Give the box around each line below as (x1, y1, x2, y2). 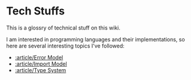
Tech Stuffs (6, 4, 65, 18)
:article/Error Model (14, 54, 63, 61)
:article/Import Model (14, 60, 67, 67)
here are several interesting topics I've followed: (6, 42, 125, 49)
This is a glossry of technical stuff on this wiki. (6, 24, 121, 31)
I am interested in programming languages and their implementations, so (6, 35, 186, 43)
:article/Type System (14, 66, 66, 73)
